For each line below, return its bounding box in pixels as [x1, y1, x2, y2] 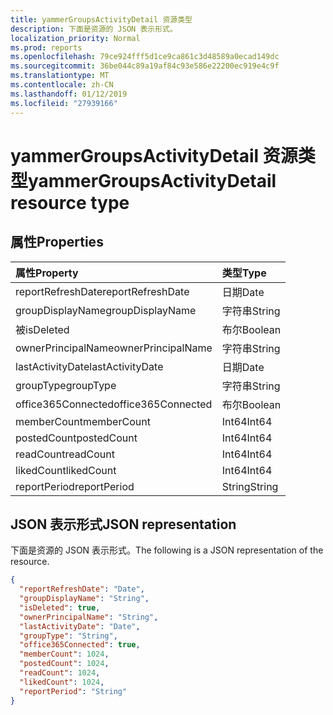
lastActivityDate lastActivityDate [15, 359, 164, 373]
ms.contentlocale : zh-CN [10, 80, 114, 90]
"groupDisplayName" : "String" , [19, 594, 150, 604]
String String [221, 479, 279, 493]
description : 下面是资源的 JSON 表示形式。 [10, 24, 178, 34]
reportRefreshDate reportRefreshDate [15, 284, 190, 298]
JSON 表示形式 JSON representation [10, 516, 237, 533]
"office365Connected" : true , [19, 640, 141, 650]
